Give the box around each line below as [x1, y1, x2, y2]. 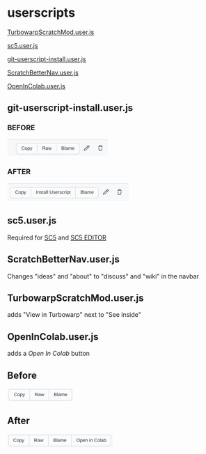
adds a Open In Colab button [7, 350, 90, 358]
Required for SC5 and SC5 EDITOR [7, 233, 106, 242]
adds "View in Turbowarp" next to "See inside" [7, 311, 141, 319]
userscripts [7, 5, 75, 21]
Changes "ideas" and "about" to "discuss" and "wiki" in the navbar [7, 272, 200, 280]
